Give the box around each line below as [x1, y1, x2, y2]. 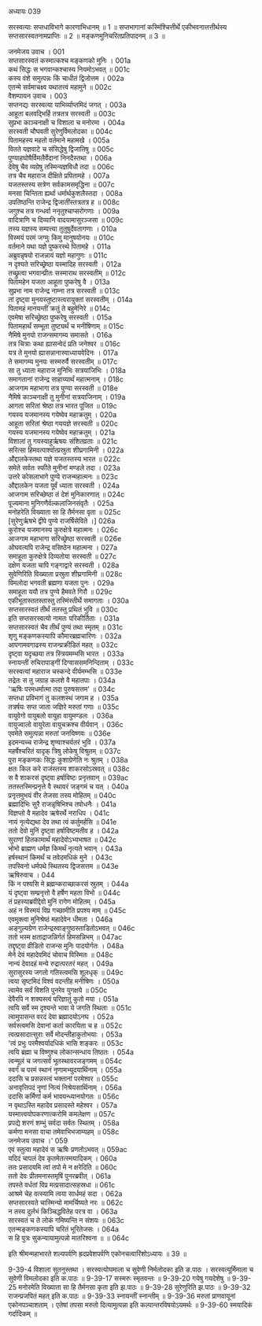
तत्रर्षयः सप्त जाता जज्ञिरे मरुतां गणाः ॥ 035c [8, 702, 120, 711]
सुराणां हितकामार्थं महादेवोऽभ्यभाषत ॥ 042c [8, 835, 116, 844]
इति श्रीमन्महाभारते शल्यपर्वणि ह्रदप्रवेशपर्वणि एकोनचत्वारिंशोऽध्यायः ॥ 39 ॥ [8, 1249, 187, 1258]
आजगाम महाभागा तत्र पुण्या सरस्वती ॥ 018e [8, 383, 118, 393]
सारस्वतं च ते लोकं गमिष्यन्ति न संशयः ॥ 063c [8, 1216, 124, 1224]
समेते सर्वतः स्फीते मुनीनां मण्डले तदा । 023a [8, 464, 120, 472]
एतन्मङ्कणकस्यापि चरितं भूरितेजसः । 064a [8, 1224, 120, 1234]
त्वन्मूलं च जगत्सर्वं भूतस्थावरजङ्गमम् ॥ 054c [8, 1056, 123, 1066]
